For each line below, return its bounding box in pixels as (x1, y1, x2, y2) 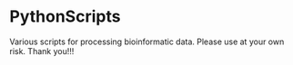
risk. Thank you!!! (9, 45, 75, 56)
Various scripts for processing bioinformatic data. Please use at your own (9, 36, 285, 47)
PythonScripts (9, 6, 121, 27)
